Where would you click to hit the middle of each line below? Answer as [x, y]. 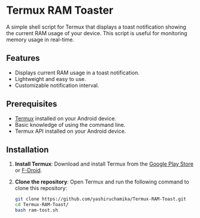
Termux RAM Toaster [60, 10]
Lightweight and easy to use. [50, 79]
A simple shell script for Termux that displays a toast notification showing [96, 27]
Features [23, 58]
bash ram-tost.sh [36, 210]
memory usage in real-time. [40, 39]
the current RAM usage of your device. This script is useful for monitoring [97, 33]
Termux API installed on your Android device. [70, 131]
